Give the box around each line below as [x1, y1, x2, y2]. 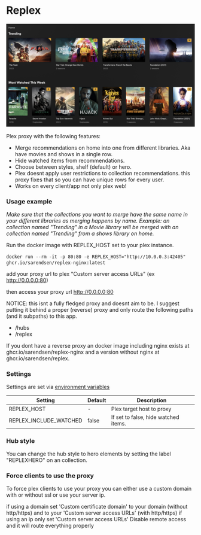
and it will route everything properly [6, 522, 95, 530]
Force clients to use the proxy [6, 471, 95, 479]
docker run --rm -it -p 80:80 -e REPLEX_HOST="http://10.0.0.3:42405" [6, 254, 186, 260]
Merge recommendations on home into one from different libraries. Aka [14, 144, 191, 151]
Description [136, 396, 167, 404]
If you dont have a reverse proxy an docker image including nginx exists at [6, 342, 190, 349]
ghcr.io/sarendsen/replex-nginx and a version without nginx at [6, 348, 160, 355]
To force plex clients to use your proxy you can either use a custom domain [6, 485, 192, 493]
